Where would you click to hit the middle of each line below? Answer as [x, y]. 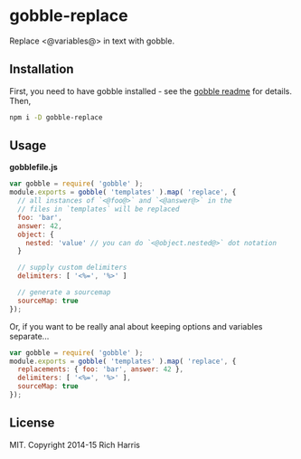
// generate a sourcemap [64, 292]
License [32, 423]
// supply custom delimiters [72, 268]
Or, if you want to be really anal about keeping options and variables [136, 326]
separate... [29, 336]
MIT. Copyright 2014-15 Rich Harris [75, 445]
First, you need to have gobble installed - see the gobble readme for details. [150, 91]
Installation [42, 69]
